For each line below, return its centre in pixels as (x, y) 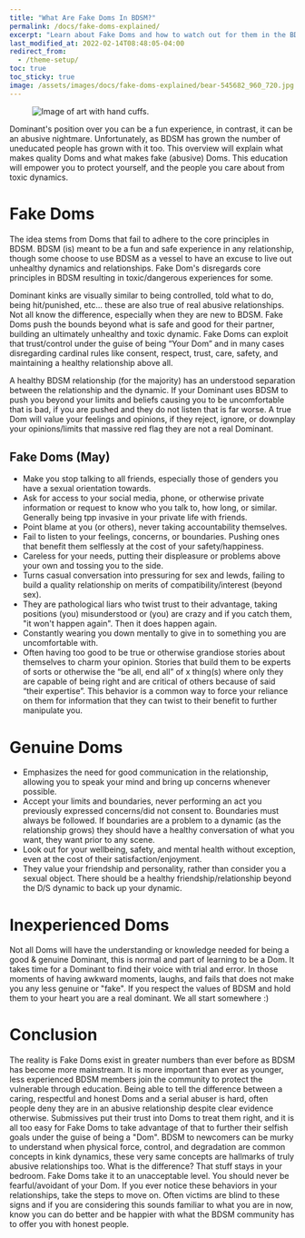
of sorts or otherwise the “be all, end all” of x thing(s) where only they (153, 672)
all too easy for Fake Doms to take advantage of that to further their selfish (149, 1128)
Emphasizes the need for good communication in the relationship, (146, 772)
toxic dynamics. (39, 177)
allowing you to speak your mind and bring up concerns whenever (146, 782)
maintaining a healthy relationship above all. (92, 362)
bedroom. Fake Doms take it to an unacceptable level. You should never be (149, 1176)
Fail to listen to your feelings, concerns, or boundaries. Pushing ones (151, 537)
